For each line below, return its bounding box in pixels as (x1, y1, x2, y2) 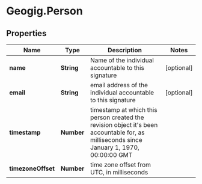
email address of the (90, 81, 148, 89)
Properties (6, 28, 47, 38)
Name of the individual (90, 56, 155, 64)
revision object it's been (90, 121, 158, 129)
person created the (90, 113, 144, 121)
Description (108, 46, 142, 54)
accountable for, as (90, 128, 145, 136)
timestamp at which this (90, 106, 158, 114)
